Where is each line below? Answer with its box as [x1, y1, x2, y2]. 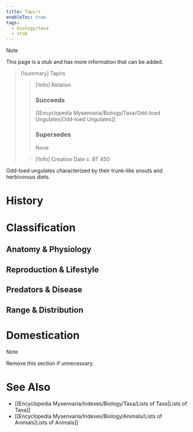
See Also [6, 380, 51, 394]
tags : [6, 20, 19, 25]
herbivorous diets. [6, 173, 50, 180]
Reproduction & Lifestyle [6, 265, 99, 275]
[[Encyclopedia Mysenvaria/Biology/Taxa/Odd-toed [35, 109, 161, 117]
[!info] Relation [35, 81, 71, 89]
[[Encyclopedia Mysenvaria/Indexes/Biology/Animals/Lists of [14, 412, 162, 420]
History [6, 194, 44, 207]
